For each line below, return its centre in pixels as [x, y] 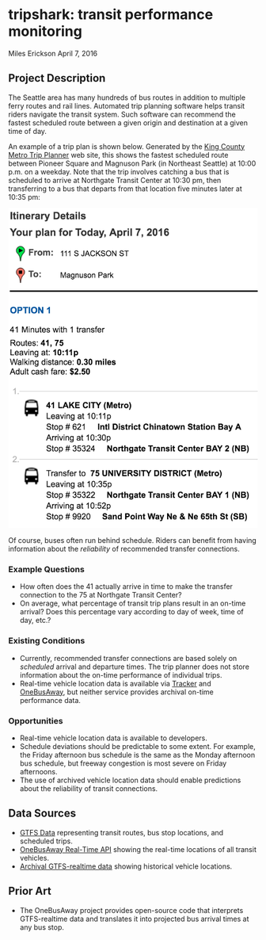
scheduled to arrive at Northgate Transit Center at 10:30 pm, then [115, 180]
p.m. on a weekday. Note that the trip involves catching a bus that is [119, 171]
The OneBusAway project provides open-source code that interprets [131, 910]
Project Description [57, 78]
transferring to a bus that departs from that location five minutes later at [125, 189]
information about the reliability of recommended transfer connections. [124, 548]
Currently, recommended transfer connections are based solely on [128, 658]
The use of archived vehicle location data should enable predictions [130, 780]
